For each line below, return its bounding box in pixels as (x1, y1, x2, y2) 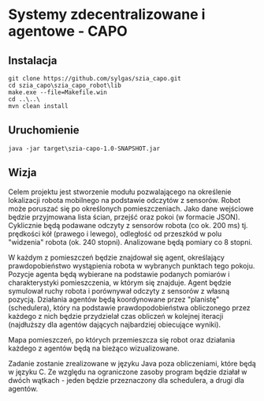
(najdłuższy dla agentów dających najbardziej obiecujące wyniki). (8, 320, 221, 329)
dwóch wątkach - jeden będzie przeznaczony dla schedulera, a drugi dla (8, 375, 244, 384)
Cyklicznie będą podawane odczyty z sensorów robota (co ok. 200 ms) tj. (8, 220, 248, 230)
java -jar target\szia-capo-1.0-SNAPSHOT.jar (8, 144, 160, 152)
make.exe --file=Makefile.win (8, 88, 108, 96)
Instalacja (8, 54, 58, 67)
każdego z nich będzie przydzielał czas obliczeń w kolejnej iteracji (8, 311, 224, 320)
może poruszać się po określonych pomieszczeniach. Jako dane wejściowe (8, 204, 254, 213)
